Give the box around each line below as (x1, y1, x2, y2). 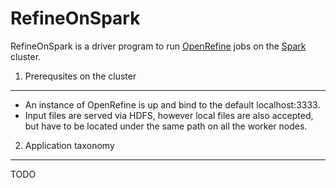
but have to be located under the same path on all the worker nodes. (24, 120, 308, 132)
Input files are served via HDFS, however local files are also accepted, (24, 109, 314, 121)
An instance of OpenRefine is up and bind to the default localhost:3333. (24, 98, 321, 111)
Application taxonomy (24, 139, 115, 151)
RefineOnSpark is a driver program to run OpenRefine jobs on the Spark (10, 40, 307, 52)
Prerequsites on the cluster (24, 70, 137, 82)
